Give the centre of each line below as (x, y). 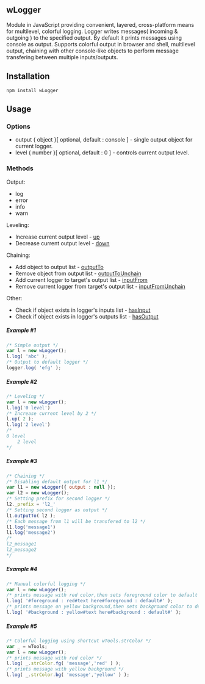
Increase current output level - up (57, 237)
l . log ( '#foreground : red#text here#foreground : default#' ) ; (90, 601)
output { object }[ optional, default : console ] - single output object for (104, 140)
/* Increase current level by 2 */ (52, 413)
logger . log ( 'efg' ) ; (34, 368)
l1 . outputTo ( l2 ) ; (31, 516)
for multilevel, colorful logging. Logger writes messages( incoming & (92, 31)
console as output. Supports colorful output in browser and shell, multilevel (101, 44)
